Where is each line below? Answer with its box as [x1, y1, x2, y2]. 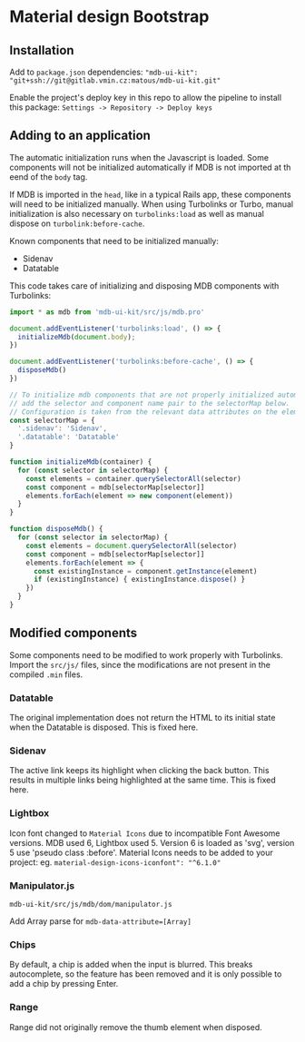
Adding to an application [9, 128, 152, 143]
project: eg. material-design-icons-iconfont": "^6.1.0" [9, 856, 221, 868]
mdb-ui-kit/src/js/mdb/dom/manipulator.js [9, 899, 172, 909]
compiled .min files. [9, 669, 84, 680]
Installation [9, 43, 74, 58]
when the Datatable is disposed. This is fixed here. [9, 722, 199, 732]
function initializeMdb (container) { [9, 457, 152, 467]
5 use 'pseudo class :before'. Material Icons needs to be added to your [9, 847, 274, 858]
